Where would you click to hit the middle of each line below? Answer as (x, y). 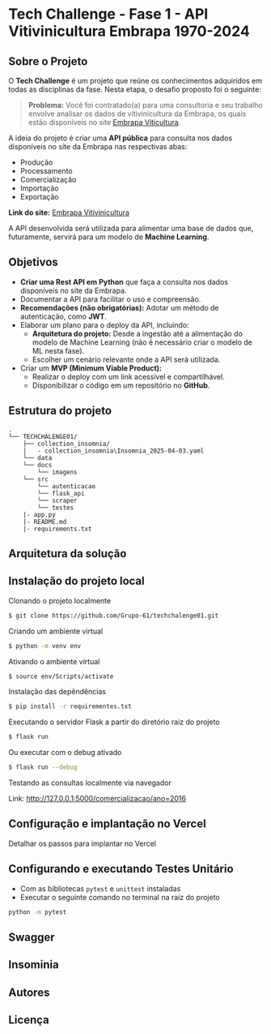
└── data (38, 458)
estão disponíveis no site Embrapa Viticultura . (104, 122)
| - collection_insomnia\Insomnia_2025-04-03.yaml (114, 451)
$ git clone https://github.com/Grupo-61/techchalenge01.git (114, 616)
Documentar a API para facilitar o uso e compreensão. (110, 299)
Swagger (32, 937)
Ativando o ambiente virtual (54, 661)
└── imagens (58, 472)
